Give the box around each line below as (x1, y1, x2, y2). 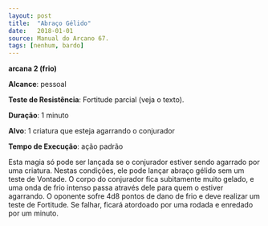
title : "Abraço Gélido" (8, 19, 91, 27)
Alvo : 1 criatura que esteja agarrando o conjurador (8, 126, 175, 136)
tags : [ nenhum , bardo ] (8, 42, 84, 50)
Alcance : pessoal (8, 80, 67, 89)
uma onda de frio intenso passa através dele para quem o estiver (8, 183, 224, 193)
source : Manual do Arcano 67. (8, 34, 110, 43)
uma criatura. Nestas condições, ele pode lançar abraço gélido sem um (8, 166, 245, 175)
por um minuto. (8, 208, 59, 218)
